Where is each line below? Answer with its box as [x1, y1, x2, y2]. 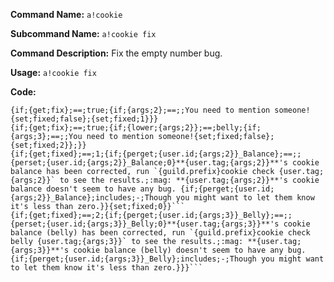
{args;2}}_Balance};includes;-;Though [10, 193, 172, 203]
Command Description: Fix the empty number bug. [10, 47, 223, 59]
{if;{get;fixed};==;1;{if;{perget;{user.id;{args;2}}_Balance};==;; [10, 149, 302, 159]
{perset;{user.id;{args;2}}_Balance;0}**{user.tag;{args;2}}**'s [10, 158, 288, 168]
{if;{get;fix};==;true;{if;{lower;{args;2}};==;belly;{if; [10, 123, 262, 133]
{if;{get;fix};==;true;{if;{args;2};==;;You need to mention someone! [10, 105, 311, 115]
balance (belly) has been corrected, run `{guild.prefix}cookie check [10, 228, 311, 238]
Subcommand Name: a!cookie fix [10, 28, 157, 39]
